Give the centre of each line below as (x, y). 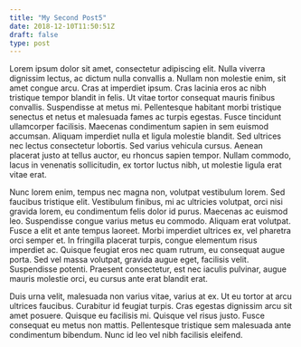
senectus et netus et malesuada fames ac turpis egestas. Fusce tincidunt (146, 117)
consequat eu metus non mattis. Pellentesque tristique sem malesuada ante (150, 325)
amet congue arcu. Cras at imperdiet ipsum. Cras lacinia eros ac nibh (138, 88)
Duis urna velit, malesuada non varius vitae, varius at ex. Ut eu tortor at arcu (150, 296)
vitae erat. (28, 175)
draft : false (34, 34)
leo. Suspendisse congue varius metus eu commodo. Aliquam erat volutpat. (150, 221)
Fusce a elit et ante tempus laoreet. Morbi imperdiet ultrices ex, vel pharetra (150, 231)
